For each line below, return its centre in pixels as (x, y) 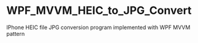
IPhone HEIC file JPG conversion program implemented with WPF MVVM (98, 27)
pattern (16, 33)
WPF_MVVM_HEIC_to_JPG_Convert (99, 11)
